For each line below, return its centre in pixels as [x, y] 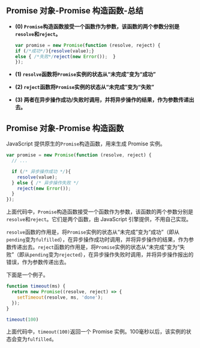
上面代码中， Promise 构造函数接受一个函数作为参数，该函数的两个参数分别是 [100, 212]
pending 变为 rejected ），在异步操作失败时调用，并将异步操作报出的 [112, 255]
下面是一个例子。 [27, 275]
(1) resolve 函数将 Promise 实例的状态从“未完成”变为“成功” [85, 75]
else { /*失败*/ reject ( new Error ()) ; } [65, 56]
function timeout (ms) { [36, 286]
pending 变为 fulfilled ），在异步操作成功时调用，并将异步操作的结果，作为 [98, 240]
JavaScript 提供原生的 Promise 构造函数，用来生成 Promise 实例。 [86, 144]
